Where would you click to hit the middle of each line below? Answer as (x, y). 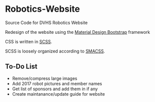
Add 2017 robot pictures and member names (57, 83)
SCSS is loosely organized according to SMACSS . (55, 51)
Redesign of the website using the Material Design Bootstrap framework (78, 32)
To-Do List (21, 66)
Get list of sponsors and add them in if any (55, 89)
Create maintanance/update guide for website (58, 94)
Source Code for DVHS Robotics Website (46, 23)
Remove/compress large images (44, 78)
